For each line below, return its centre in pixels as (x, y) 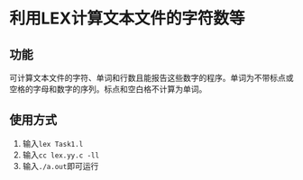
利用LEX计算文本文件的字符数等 (127, 18)
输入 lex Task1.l (53, 143)
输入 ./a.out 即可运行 (60, 166)
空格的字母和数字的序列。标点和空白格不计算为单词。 (108, 89)
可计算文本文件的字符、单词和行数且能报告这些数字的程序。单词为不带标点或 (151, 78)
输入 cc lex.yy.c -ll (61, 155)
